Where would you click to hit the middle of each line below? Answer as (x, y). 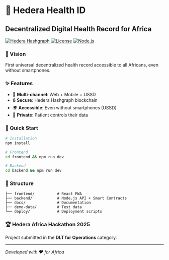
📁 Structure (19, 183)
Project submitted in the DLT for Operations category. (61, 237)
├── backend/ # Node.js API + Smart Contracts (66, 199)
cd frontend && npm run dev (35, 157)
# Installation (21, 138)
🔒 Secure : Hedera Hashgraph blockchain (55, 100)
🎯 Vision (16, 54)
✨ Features (19, 84)
